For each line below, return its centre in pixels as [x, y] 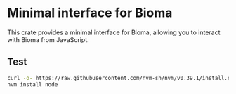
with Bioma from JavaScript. [48, 39]
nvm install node [33, 85]
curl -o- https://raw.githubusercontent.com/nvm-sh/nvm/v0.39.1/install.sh [120, 78]
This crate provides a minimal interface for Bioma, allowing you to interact [114, 32]
